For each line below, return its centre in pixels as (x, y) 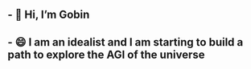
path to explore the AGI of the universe (106, 54)
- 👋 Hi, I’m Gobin (49, 15)
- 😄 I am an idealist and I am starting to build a (125, 42)
